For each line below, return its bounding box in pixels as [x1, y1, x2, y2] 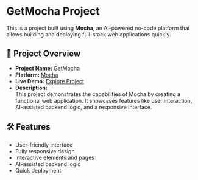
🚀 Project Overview [6, 49, 81, 59]
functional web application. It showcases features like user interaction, [15, 97, 193, 104]
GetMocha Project [6, 4, 101, 18]
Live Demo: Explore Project [15, 77, 84, 85]
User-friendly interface [15, 141, 73, 148]
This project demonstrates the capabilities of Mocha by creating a [15, 90, 181, 98]
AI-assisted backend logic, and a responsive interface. [15, 103, 152, 111]
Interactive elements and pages [15, 154, 94, 161]
